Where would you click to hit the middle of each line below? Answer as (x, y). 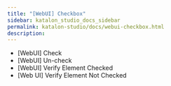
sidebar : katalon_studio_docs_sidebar (64, 20)
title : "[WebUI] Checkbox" (47, 14)
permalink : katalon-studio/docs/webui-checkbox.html (86, 27)
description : (26, 33)
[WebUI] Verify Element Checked (65, 68)
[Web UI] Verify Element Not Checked (72, 76)
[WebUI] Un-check (45, 61)
